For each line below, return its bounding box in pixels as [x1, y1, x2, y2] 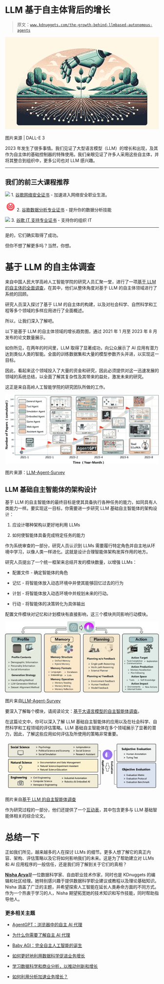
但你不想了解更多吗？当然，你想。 [5, 243, 74, 249]
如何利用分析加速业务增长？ [12, 974, 68, 980]
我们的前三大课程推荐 [5, 178, 69, 186]
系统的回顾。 [5, 291, 31, 297]
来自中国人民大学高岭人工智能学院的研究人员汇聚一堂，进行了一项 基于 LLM [5, 279, 156, 285]
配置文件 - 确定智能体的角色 [12, 569, 68, 576]
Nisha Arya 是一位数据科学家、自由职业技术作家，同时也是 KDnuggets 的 [5, 871, 151, 877]
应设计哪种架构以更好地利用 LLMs [12, 522, 81, 528]
